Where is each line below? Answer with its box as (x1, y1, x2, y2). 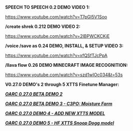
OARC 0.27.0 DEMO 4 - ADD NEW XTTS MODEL (5, 111, 106, 116)
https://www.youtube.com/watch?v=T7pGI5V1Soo (5, 14, 107, 19)
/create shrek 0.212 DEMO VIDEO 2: (5, 23, 81, 29)
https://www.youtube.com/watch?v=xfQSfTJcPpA (5, 52, 108, 58)
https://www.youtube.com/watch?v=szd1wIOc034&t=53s (5, 72, 123, 78)
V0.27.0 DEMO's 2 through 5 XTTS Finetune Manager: (5, 82, 120, 87)
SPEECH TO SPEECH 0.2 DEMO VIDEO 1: (5, 4, 90, 10)
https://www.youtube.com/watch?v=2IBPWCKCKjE (5, 33, 110, 39)
